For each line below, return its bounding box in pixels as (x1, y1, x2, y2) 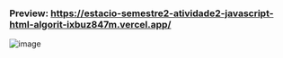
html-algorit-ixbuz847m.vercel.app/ (9, 18, 172, 30)
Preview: (9, 7, 49, 20)
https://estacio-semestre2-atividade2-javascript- (50, 7, 274, 20)
